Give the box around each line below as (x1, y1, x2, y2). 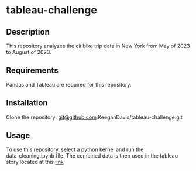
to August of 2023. (6, 49, 51, 56)
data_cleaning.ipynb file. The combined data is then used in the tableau (6, 152, 178, 159)
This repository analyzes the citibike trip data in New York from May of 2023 (6, 42, 190, 49)
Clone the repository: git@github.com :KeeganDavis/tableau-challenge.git (6, 114, 183, 121)
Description (6, 27, 50, 37)
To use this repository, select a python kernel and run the (6, 146, 144, 153)
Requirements (6, 66, 59, 76)
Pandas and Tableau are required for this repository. (6, 81, 132, 88)
